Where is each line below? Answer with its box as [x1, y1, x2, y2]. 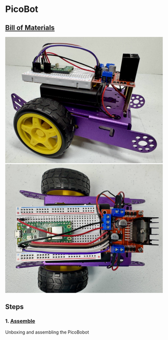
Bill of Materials [5, 23, 55, 32]
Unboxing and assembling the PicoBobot [5, 329, 89, 335]
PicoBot [5, 3, 38, 15]
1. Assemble [5, 317, 35, 324]
